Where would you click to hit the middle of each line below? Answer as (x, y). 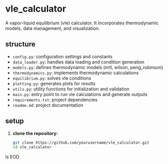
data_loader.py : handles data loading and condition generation (78, 62)
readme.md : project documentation (48, 105)
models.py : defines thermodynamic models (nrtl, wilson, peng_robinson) (88, 67)
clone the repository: (35, 133)
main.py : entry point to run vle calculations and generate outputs (80, 94)
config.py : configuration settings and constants (62, 56)
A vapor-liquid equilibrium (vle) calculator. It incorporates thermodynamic (82, 23)
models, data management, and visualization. (53, 28)
